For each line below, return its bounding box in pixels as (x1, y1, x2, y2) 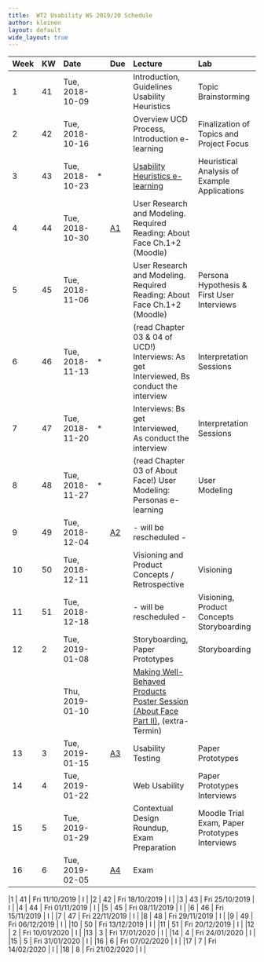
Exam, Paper (197, 818, 245, 828)
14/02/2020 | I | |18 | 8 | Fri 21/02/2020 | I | (8, 945, 147, 954)
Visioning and (133, 550, 184, 561)
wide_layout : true (8, 33, 68, 42)
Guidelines (133, 82, 173, 93)
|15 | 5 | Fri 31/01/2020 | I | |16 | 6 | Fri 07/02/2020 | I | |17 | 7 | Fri (8, 936, 217, 946)
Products (133, 686, 167, 697)
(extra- (161, 715, 189, 726)
